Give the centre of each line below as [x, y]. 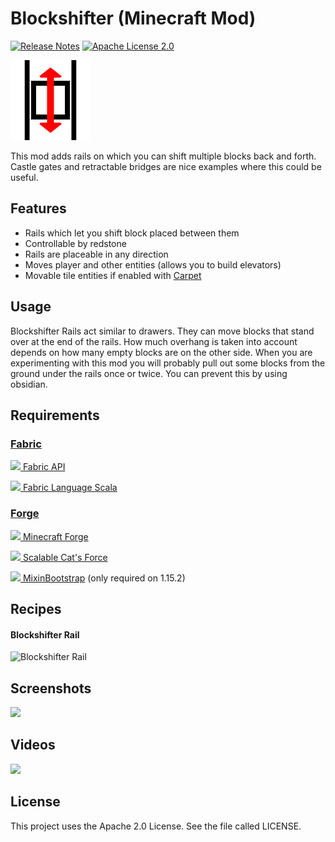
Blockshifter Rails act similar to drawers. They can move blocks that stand [162, 331]
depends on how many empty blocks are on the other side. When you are [161, 352]
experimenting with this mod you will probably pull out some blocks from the [168, 363]
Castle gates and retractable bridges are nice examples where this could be [166, 166]
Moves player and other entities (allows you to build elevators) [153, 264]
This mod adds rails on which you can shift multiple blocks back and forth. [163, 156]
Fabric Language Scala [70, 488]
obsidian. [29, 384]
